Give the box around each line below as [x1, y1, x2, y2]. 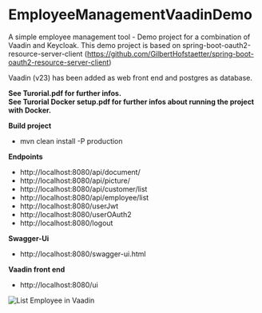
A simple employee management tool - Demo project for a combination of [8, 32, 251, 42]
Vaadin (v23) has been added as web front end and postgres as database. [8, 73, 253, 82]
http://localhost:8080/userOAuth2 [19, 209, 132, 219]
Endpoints [8, 152, 43, 161]
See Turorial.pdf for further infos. [8, 88, 122, 97]
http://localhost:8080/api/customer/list [19, 184, 148, 193]
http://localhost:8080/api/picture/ [19, 176, 130, 185]
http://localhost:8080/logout [19, 218, 113, 228]
